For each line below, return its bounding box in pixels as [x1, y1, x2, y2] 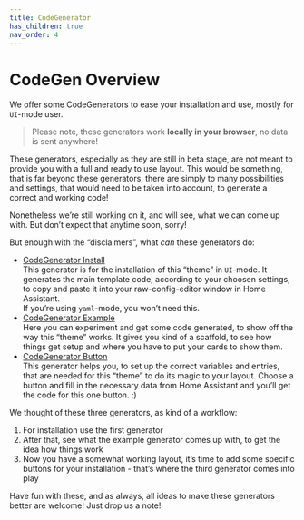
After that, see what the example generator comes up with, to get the [22, 435, 281, 446]
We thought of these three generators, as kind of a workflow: [9, 407, 238, 418]
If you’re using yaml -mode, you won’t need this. [22, 303, 200, 314]
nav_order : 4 [9, 30, 59, 39]
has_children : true [9, 22, 83, 31]
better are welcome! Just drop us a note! [9, 500, 162, 511]
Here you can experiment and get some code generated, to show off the [22, 322, 293, 333]
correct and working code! [9, 192, 109, 203]
